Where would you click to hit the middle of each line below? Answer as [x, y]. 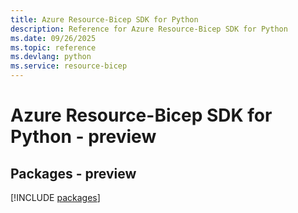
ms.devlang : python [51, 57]
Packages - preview [73, 173]
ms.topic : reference [53, 47]
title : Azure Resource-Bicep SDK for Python [104, 19]
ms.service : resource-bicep [69, 66]
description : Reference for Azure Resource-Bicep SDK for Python [149, 29]
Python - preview [83, 137]
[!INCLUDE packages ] [55, 197]
